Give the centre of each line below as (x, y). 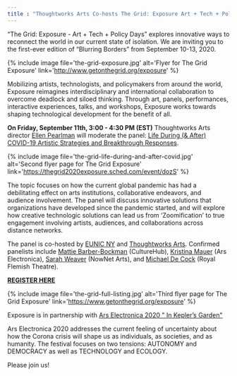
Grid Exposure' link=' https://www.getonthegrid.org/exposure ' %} (102, 301)
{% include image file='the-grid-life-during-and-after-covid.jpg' (100, 156)
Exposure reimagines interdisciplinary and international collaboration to (111, 91)
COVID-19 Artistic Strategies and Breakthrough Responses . (93, 143)
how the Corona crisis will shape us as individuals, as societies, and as (110, 336)
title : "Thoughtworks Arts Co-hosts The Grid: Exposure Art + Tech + (113, 14)
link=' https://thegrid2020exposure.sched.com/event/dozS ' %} (98, 171)
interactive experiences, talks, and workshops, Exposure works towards (112, 106)
